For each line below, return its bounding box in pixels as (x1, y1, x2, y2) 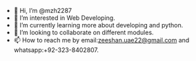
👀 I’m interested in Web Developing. (13, 14, 115, 22)
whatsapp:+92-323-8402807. (13, 46, 99, 54)
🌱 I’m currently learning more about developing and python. (13, 21, 184, 29)
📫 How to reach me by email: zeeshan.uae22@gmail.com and (13, 36, 190, 44)
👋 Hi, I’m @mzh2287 (13, 7, 72, 14)
